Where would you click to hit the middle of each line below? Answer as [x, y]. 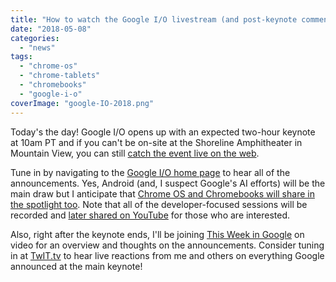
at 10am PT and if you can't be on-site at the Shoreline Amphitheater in [156, 142]
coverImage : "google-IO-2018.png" [82, 103]
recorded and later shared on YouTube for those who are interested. [150, 215]
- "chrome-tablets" [60, 76]
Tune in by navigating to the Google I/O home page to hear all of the [150, 172]
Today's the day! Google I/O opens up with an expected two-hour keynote [163, 132]
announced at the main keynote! [76, 266]
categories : [35, 38]
